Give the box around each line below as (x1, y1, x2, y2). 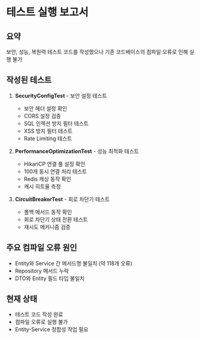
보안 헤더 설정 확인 (23, 104, 68, 112)
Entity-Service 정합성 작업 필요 (14, 326, 89, 333)
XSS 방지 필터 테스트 (23, 127, 73, 134)
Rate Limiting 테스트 (23, 134, 72, 142)
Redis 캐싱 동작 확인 (23, 175, 72, 182)
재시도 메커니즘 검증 (23, 223, 71, 230)
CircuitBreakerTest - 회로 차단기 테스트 (14, 196, 110, 203)
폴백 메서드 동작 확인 (23, 208, 72, 215)
